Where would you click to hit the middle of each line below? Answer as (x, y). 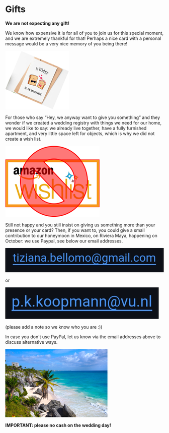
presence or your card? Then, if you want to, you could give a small (75, 230)
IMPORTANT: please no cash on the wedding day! (58, 425)
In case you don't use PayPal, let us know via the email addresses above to (83, 337)
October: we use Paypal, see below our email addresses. (64, 241)
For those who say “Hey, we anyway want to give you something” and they (83, 117)
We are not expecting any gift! (37, 23)
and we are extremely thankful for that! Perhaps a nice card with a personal (83, 38)
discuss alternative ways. (31, 342)
